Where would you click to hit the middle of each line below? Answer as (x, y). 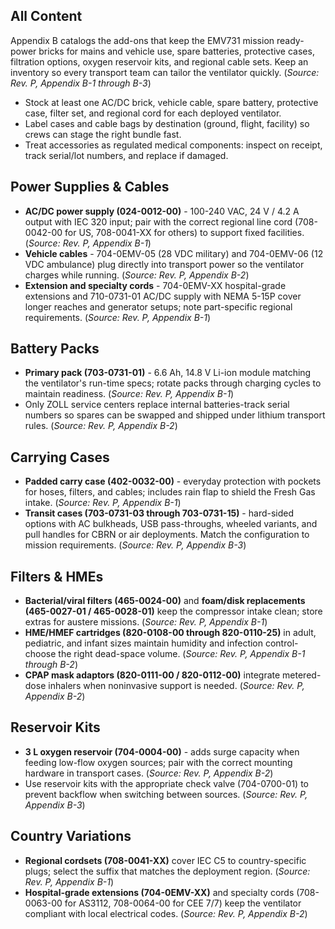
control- (281, 643)
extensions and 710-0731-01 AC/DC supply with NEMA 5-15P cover (163, 296)
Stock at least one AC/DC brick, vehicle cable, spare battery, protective (171, 102)
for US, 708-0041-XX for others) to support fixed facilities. (184, 232)
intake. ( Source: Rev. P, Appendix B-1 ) (103, 503)
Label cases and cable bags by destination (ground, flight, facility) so (167, 123)
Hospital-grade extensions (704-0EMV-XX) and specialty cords (159, 892)
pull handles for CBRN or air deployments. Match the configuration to (167, 535)
